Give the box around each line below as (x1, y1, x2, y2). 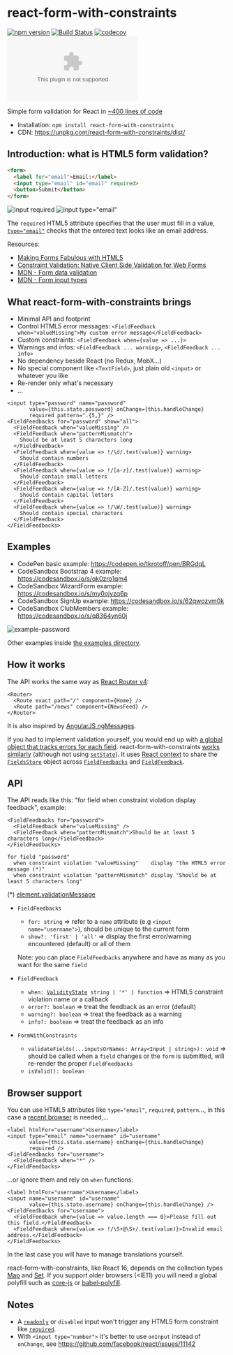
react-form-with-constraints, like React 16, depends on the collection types (7, 1263, 223, 1273)
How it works (7, 659, 66, 671)
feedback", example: (7, 804, 67, 812)
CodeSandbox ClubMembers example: (17, 604, 129, 612)
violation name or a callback (27, 995, 109, 1003)
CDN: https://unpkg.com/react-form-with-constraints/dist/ (17, 128, 186, 136)
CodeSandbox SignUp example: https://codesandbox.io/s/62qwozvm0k (17, 596, 225, 605)
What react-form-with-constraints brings (7, 296, 192, 308)
